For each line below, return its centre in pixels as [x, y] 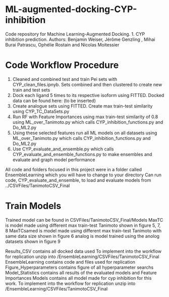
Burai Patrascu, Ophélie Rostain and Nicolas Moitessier [62, 44]
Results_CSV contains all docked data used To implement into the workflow [83, 251]
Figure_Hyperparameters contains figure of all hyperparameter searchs [79, 267]
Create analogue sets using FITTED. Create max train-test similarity [82, 106]
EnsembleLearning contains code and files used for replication [70, 262]
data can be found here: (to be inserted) [54, 101]
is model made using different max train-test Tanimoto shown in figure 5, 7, [83, 225]
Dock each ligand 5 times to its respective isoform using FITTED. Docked [88, 95]
